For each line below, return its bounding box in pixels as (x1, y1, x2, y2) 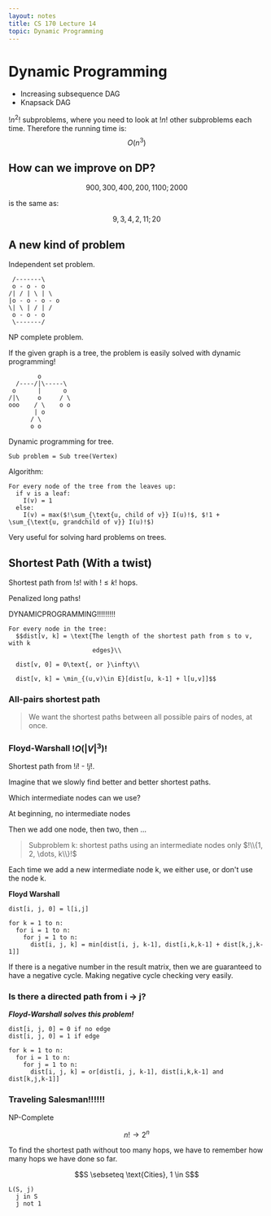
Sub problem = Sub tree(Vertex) (8, 453, 118, 461)
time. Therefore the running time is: (8, 123, 127, 133)
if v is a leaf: (15, 489, 71, 498)
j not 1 (15, 1200, 42, 1208)
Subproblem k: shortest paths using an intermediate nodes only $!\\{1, (28, 841, 263, 850)
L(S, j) (8, 1186, 35, 1194)
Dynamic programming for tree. (8, 437, 114, 446)
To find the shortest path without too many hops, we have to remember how (8, 1145, 264, 1155)
